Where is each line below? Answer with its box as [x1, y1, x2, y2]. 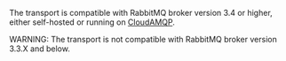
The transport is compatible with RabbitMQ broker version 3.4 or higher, [9, 8, 273, 18]
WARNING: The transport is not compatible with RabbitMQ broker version [9, 34, 277, 44]
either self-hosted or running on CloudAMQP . [9, 17, 175, 27]
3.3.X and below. [9, 43, 71, 54]
